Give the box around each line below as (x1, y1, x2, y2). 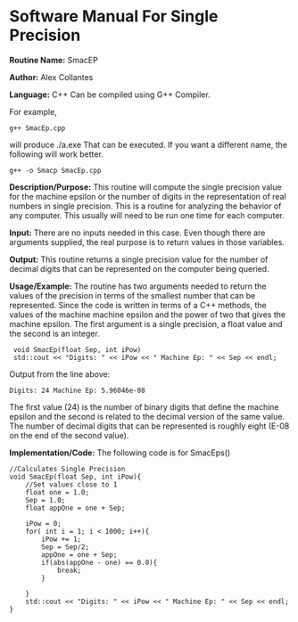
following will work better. (9, 149, 104, 160)
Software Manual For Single (9, 6, 219, 27)
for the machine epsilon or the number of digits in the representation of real (9, 191, 287, 201)
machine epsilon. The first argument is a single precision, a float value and (9, 318, 283, 329)
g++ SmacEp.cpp (9, 123, 66, 133)
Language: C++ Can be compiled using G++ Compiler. (9, 89, 211, 100)
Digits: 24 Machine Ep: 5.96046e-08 (9, 386, 145, 395)
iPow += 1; (41, 535, 82, 544)
